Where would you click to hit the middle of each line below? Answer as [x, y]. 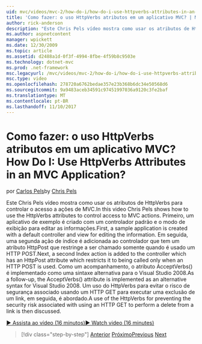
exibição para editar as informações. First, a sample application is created [97, 228]
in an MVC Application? [66, 174]
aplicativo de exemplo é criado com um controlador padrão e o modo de [96, 222]
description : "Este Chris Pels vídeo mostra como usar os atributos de [98, 29]
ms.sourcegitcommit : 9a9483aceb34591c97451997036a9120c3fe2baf [87, 90]
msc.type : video [26, 79]
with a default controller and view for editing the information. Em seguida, [97, 235]
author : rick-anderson [35, 23]
